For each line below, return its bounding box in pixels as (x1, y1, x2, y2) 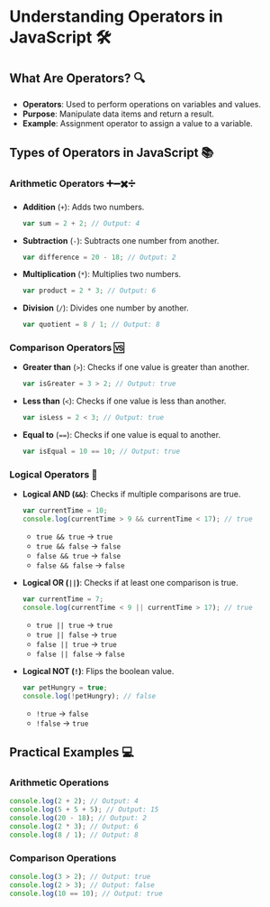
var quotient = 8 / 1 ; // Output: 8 (22, 320, 160, 329)
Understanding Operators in (9, 6, 223, 27)
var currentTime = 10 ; (22, 506, 108, 515)
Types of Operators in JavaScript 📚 (9, 145, 214, 161)
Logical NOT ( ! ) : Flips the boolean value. (22, 665, 175, 676)
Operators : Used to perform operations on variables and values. (22, 99, 261, 109)
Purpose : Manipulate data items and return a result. (22, 108, 214, 119)
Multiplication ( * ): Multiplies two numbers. (22, 269, 182, 280)
